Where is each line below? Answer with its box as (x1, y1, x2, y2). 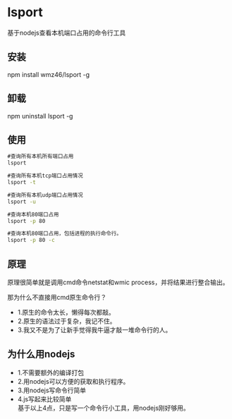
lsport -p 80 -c (7, 237, 55, 244)
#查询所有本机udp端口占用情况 (7, 191, 83, 198)
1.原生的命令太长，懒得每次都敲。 (17, 308, 115, 316)
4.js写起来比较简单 (17, 394, 72, 403)
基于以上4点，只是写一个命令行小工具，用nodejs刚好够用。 (17, 403, 190, 412)
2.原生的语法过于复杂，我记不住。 (17, 317, 116, 325)
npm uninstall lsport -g (7, 111, 73, 120)
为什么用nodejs (7, 348, 75, 360)
